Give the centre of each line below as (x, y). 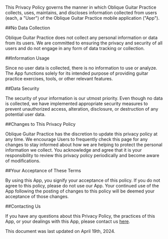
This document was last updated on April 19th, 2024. (60, 231)
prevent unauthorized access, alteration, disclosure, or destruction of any (82, 109)
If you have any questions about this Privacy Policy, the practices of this (80, 216)
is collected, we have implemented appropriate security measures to (77, 104)
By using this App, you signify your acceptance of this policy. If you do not (83, 180)
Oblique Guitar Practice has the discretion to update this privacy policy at (81, 134)
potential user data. (26, 114)
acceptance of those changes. (37, 196)
